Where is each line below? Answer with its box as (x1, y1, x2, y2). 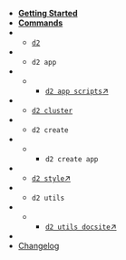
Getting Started (17, 8, 79, 18)
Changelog (17, 241, 60, 251)
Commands (17, 17, 63, 28)
